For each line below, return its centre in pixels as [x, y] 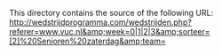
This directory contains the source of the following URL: [111, 13]
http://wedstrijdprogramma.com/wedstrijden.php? [101, 22]
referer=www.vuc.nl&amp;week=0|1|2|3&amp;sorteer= [110, 31]
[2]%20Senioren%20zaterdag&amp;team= [87, 41]
